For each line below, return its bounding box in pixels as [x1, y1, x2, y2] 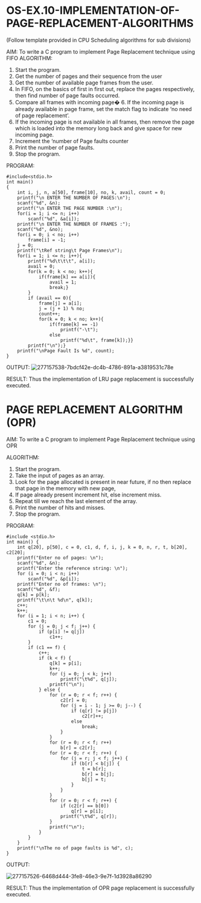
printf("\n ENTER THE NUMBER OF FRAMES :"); [17, 221, 131, 227]
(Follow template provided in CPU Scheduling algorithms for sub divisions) [6, 36, 191, 43]
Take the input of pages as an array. [14, 472, 105, 479]
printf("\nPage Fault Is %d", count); [17, 347, 115, 353]
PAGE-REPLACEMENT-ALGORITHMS [6, 16, 194, 30]
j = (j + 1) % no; [38, 305, 85, 311]
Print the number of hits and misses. [14, 504, 106, 511]
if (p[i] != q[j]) [38, 629, 85, 635]
